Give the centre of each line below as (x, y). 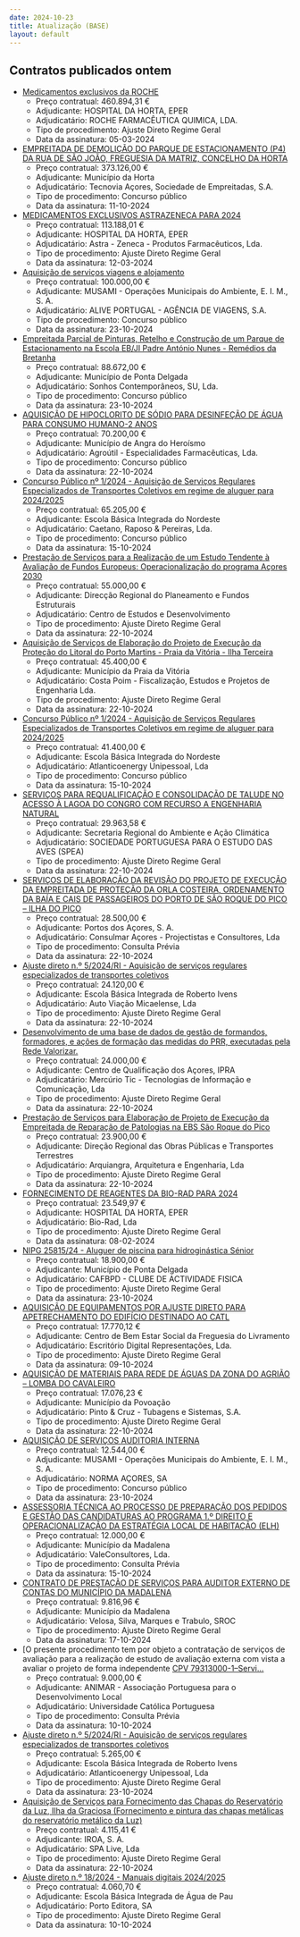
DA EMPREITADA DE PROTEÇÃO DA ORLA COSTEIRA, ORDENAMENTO (153, 889)
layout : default (39, 34)
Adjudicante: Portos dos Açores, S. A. (104, 928)
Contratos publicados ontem (91, 70)
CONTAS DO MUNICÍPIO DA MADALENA (97, 1593)
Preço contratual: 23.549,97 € (91, 1203)
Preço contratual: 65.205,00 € (91, 510)
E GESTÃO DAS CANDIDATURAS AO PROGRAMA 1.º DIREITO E (137, 1517)
